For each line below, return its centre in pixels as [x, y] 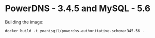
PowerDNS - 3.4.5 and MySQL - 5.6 [78, 9]
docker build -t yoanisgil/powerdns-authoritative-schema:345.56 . [75, 31]
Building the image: [24, 22]
